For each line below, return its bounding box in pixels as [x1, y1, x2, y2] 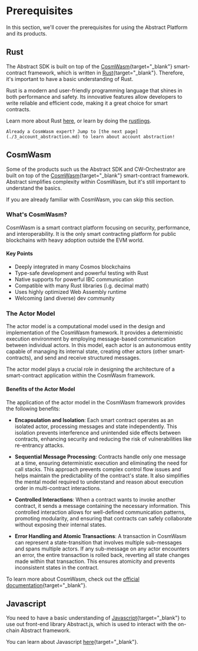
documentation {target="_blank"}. [6, 581, 87, 589]
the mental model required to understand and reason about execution [14, 478, 184, 485]
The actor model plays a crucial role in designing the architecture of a [6, 365, 175, 373]
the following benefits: [6, 405, 61, 412]
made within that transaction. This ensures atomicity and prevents [14, 558, 176, 565]
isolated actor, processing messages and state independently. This [14, 423, 177, 430]
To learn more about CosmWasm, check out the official [6, 575, 140, 582]
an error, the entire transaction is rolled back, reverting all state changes [14, 551, 190, 558]
